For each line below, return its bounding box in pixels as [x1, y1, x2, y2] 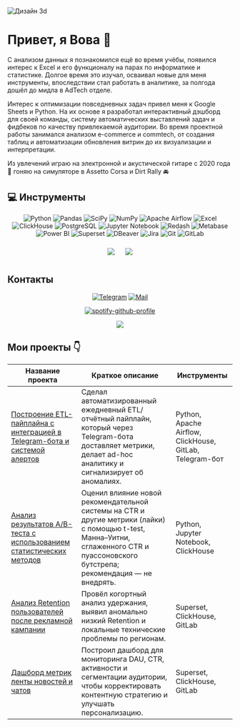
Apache [175, 418, 202, 428]
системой [11, 445, 45, 455]
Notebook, [175, 537, 211, 547]
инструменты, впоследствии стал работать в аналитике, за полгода [7, 78, 216, 86]
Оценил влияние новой [81, 488, 162, 498]
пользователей [11, 607, 64, 617]
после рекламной [11, 615, 73, 625]
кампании [11, 625, 46, 635]
